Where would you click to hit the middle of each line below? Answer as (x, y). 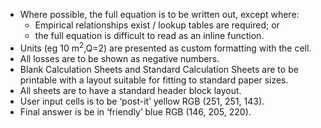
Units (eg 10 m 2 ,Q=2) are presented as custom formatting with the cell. (165, 47)
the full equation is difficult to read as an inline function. (149, 35)
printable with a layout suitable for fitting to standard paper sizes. (154, 80)
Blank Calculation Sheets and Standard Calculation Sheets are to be (159, 69)
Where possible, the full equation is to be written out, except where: (159, 14)
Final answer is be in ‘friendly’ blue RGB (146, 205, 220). (135, 111)
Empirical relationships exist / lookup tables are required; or (157, 25)
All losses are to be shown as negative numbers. (119, 58)
